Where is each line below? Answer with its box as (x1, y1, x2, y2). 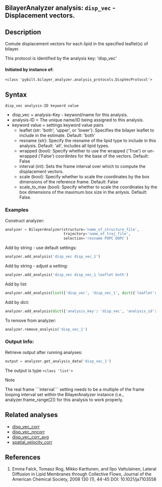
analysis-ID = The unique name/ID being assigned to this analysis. (12, 117, 144, 123)
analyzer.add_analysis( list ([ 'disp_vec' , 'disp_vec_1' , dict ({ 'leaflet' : (5, 290, 157, 295)
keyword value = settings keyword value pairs (12, 122, 104, 128)
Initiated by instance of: (5, 67, 54, 72)
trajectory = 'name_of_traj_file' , (63, 232, 131, 236)
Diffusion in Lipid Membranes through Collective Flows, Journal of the (12, 471, 152, 477)
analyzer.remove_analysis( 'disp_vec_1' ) (5, 327, 88, 332)
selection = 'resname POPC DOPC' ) (63, 236, 129, 241)
